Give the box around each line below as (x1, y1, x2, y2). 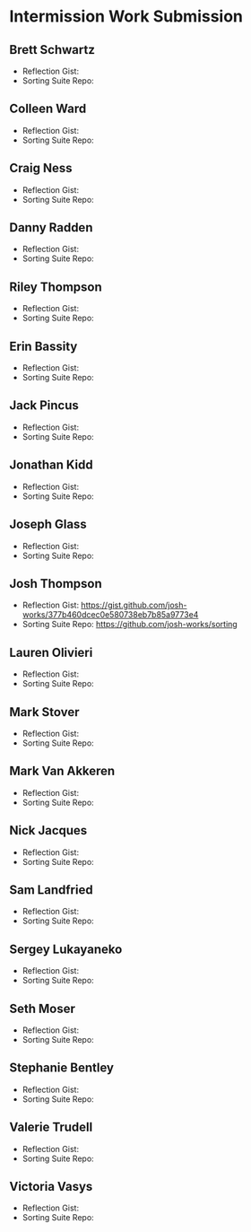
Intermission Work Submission (9, 6, 244, 27)
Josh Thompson (9, 576, 103, 591)
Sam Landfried (9, 882, 93, 897)
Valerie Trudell (9, 1120, 93, 1135)
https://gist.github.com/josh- (80, 599, 187, 611)
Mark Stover (9, 704, 80, 720)
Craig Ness (9, 161, 73, 176)
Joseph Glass (9, 517, 87, 532)
